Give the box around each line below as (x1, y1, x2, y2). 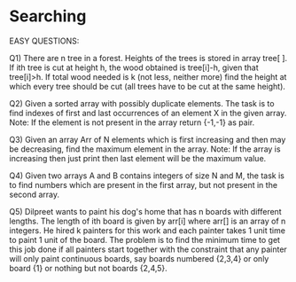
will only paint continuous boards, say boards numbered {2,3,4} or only (9, 253, 269, 263)
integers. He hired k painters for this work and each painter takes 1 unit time (9, 224, 286, 236)
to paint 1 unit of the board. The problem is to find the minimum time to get (9, 234, 281, 245)
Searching (9, 6, 87, 27)
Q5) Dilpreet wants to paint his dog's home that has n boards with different (9, 206, 282, 216)
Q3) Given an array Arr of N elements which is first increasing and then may (9, 134, 286, 145)
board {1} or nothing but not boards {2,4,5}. (9, 262, 168, 273)
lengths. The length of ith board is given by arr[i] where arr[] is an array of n (9, 215, 286, 226)
